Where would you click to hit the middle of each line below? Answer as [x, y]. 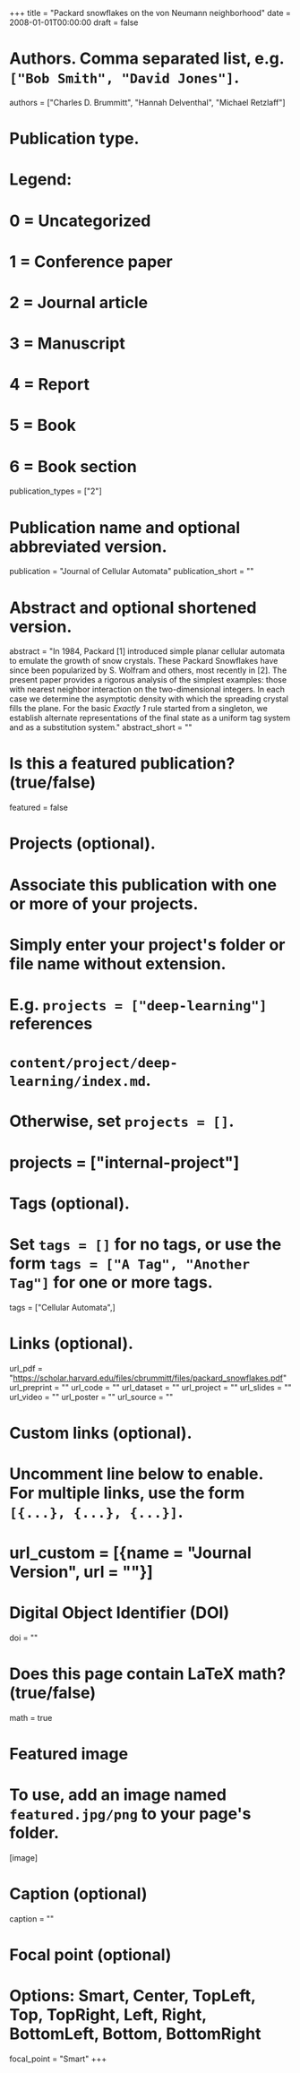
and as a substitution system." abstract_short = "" [101, 727]
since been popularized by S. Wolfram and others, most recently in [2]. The [148, 670]
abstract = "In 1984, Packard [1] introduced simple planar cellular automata [147, 651]
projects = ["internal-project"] [124, 1162]
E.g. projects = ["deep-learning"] [138, 1005]
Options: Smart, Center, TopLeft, [133, 1996]
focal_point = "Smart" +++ [58, 2059]
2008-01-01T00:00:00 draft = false [74, 22]
